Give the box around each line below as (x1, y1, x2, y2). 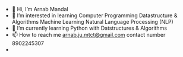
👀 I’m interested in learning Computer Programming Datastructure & (11, 12, 178, 19)
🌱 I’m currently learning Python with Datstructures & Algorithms (11, 24, 168, 31)
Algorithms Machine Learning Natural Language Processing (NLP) (11, 18, 173, 25)
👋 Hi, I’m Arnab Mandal (11, 6, 68, 12)
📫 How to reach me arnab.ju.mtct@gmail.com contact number (11, 31, 166, 38)
